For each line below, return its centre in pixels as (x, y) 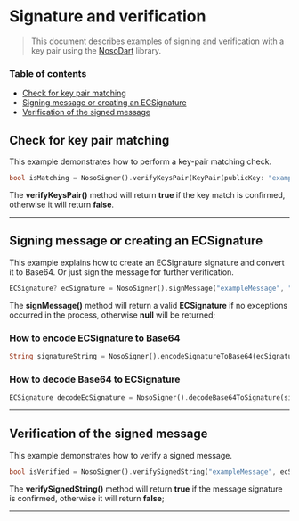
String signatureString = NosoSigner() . (85, 356)
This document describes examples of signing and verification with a (158, 41)
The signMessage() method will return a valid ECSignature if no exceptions (148, 305)
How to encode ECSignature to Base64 (95, 338)
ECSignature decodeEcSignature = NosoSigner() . (99, 398)
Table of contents (48, 73)
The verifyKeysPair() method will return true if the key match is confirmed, (147, 194)
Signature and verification (108, 17)
